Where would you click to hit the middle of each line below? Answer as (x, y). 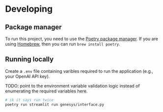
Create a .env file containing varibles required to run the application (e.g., (79, 71)
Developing (29, 9)
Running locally (29, 59)
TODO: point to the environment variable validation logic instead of (72, 86)
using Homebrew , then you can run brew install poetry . (63, 44)
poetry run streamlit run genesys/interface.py (55, 104)
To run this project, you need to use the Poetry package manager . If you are (82, 39)
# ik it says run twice (29, 100)
